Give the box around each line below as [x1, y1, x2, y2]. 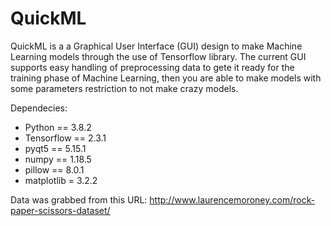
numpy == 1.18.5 [24, 153, 92, 165]
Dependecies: [10, 102, 68, 114]
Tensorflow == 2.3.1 [24, 132, 107, 144]
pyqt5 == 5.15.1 [24, 142, 87, 154]
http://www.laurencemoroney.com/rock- [149, 193, 316, 206]
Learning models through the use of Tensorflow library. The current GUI [10, 50, 307, 62]
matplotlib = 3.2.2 [24, 174, 98, 186]
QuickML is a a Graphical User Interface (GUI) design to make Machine [10, 40, 303, 52]
